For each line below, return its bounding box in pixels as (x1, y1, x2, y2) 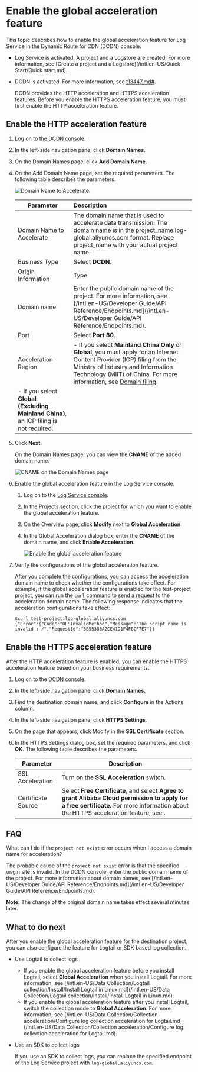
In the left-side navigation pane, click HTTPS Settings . (14, 716, 147, 723)
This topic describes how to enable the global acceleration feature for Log (6, 36, 186, 43)
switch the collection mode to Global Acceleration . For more (23, 1005, 171, 1012)
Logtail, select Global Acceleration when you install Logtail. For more (23, 973, 192, 980)
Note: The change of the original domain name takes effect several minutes (6, 899, 190, 906)
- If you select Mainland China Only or (73, 340, 182, 348)
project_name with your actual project (73, 241, 179, 249)
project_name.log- (135, 226, 187, 234)
